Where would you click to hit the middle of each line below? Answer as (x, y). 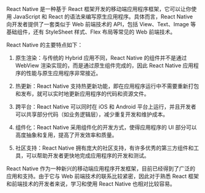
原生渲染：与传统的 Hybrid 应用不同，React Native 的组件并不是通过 (101, 58)
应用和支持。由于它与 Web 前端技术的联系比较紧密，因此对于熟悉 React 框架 (103, 176)
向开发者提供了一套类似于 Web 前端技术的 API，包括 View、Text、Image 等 (101, 24)
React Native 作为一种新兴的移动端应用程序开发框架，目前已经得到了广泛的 (101, 169)
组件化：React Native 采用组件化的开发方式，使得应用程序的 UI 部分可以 (106, 127)
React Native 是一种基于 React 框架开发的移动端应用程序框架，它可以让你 (99, 9)
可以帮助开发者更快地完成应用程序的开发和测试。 (88, 155)
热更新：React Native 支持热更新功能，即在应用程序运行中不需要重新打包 (107, 86)
